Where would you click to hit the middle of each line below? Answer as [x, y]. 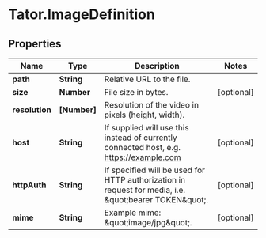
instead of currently [141, 138]
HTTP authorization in [145, 180]
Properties [35, 44]
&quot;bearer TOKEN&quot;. [156, 200]
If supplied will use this [146, 128]
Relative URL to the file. [147, 79]
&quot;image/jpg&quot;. [148, 223]
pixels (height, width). [144, 115]
